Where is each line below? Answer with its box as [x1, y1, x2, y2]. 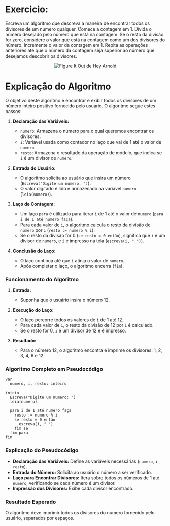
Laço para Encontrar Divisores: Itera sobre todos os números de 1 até [12, 475, 160, 481]
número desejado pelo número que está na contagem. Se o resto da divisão [5, 31, 164, 37]
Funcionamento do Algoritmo [5, 275, 79, 283]
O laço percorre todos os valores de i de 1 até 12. [20, 317, 124, 323]
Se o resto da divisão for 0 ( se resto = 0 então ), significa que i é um [20, 232, 165, 238]
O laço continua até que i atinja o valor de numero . [20, 257, 125, 263]
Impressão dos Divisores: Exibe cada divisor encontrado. [12, 485, 134, 491]
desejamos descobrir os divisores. [5, 52, 77, 59]
